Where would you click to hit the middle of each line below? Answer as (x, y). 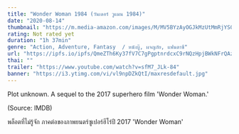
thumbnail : (23, 27)
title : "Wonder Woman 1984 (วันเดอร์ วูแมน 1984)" (76, 14)
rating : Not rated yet (41, 34)
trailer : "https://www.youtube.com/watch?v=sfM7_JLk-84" (94, 67)
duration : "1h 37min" (39, 41)
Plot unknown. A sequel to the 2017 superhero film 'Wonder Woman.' (108, 94)
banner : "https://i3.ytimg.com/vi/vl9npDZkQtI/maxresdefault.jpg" (108, 73)
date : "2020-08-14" (36, 21)
